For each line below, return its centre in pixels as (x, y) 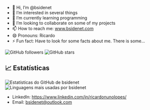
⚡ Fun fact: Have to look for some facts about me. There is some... (78, 41)
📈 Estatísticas (27, 68)
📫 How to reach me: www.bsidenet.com (53, 28)
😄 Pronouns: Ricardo (33, 36)
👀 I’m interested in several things (45, 13)
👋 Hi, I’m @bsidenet (32, 8)
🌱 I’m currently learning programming (50, 18)
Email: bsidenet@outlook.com (42, 102)
